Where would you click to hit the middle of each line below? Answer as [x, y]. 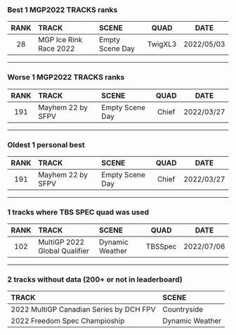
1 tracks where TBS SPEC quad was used [78, 212]
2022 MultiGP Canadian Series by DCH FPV [83, 310]
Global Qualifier [64, 251]
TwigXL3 [162, 44]
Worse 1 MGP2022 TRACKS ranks [66, 77]
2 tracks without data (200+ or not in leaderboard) [95, 279]
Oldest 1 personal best [46, 144]
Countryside [183, 310]
